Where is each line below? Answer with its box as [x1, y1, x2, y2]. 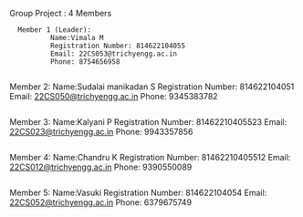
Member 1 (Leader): [17, 26, 92, 35]
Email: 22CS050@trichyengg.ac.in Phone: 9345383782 [9, 91, 218, 101]
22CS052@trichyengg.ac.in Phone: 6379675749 [9, 197, 193, 208]
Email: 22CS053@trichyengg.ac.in [49, 49, 178, 58]
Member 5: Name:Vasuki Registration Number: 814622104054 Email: [9, 187, 267, 198]
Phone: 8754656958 [49, 57, 120, 67]
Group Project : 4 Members [9, 8, 112, 18]
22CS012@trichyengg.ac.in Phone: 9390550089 [9, 161, 193, 172]
